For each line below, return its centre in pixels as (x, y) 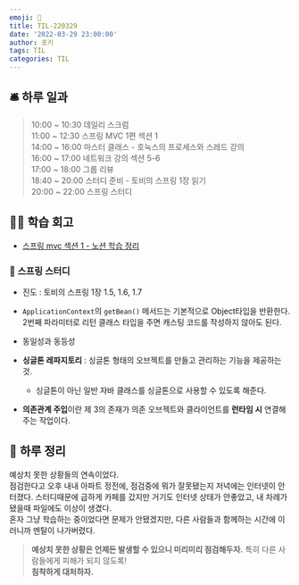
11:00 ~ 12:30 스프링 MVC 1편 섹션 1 (95, 136)
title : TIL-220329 (43, 26)
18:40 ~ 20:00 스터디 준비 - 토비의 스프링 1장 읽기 (119, 180)
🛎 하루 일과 (39, 98)
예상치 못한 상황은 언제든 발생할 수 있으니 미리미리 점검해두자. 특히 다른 (154, 549)
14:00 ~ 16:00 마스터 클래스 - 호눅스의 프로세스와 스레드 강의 (138, 146)
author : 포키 (32, 42)
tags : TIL (28, 51)
